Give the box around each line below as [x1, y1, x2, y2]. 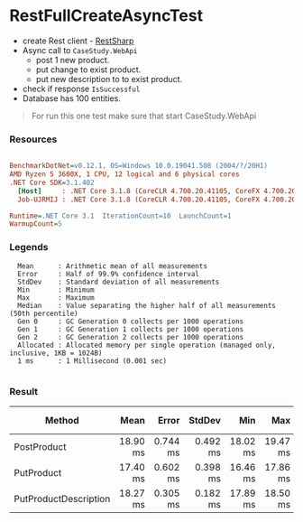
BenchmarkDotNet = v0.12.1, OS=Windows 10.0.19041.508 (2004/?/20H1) [9, 162, 269, 171]
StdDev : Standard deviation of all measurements [17, 277, 220, 286]
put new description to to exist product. [35, 73, 183, 84]
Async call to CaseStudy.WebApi [22, 44, 138, 55]
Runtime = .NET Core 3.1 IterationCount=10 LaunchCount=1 [9, 211, 232, 220]
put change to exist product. [35, 64, 142, 75]
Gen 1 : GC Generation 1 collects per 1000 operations [17, 324, 244, 334]
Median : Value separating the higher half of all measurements [17, 301, 277, 310]
